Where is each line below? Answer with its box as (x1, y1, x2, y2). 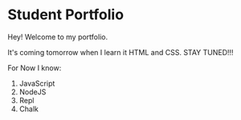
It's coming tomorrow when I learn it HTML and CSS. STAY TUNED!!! (7, 47, 234, 57)
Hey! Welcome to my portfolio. (7, 32, 108, 42)
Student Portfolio (7, 6, 125, 24)
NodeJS (18, 86, 47, 97)
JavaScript (18, 78, 55, 88)
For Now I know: (7, 62, 62, 73)
